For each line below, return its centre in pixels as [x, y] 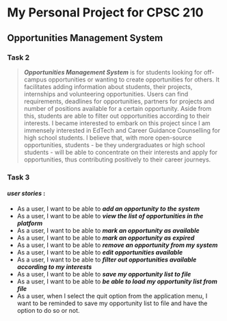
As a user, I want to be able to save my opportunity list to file [104, 274]
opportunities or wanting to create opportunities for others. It [134, 79]
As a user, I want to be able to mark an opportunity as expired [106, 238]
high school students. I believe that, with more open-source [108, 138]
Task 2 [18, 57]
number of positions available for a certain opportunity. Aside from [118, 108]
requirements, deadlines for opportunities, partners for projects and [119, 101]
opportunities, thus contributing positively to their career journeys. [117, 159]
